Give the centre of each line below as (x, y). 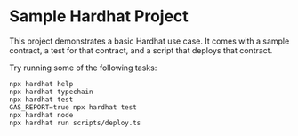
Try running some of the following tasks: (83, 68)
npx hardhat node (41, 115)
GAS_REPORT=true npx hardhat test (73, 107)
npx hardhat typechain (51, 92)
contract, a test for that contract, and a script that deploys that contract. (141, 50)
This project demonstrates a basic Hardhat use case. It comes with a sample (149, 41)
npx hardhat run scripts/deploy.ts (75, 123)
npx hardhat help (41, 84)
